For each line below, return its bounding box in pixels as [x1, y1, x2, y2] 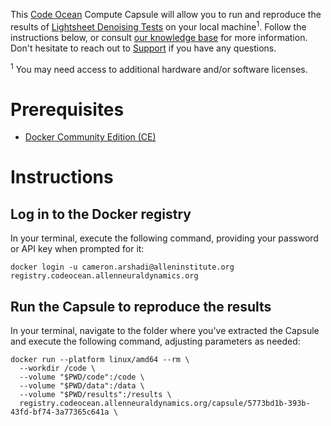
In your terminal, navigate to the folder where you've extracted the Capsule [10, 325, 320, 337]
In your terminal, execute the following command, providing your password [10, 232, 319, 244]
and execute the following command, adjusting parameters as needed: [10, 335, 301, 348]
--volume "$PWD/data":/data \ [19, 381, 145, 391]
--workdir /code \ [19, 364, 97, 374]
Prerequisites [10, 98, 125, 121]
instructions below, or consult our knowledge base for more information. [10, 31, 308, 43]
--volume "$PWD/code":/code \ [19, 372, 145, 383]
